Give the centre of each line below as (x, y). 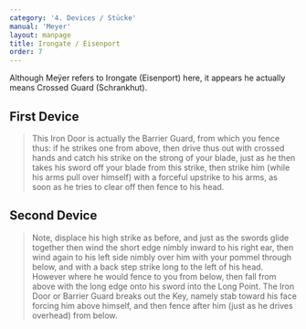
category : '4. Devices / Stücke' (73, 18)
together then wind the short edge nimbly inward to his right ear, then (163, 247)
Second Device (53, 216)
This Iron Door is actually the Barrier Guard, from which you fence (156, 138)
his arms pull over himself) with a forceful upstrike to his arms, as (155, 177)
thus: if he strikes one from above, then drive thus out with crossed (158, 148)
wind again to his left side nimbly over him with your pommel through (162, 257)
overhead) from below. (74, 315)
